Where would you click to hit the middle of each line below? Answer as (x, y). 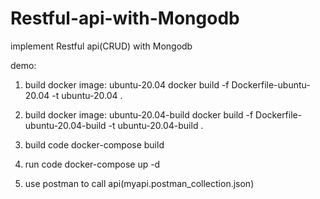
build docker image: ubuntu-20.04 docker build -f (127, 84)
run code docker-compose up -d (92, 164)
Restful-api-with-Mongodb (125, 18)
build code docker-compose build (94, 144)
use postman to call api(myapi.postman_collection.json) (139, 183)
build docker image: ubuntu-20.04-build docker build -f (139, 114)
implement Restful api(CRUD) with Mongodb (101, 46)
